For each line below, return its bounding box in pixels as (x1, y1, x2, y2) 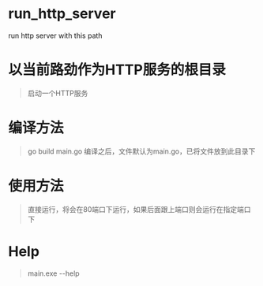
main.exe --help (27, 269, 81, 278)
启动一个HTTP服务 (27, 88, 88, 98)
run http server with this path (8, 31, 103, 40)
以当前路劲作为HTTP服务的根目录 (8, 61, 227, 79)
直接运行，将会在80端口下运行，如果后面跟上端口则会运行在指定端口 (27, 204, 251, 214)
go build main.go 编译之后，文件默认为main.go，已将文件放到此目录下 (27, 147, 256, 156)
